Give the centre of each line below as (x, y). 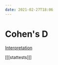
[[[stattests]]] (18, 57)
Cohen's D (27, 34)
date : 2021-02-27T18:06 (29, 10)
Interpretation (19, 48)
